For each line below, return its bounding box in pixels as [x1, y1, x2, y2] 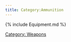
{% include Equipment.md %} [5, 21, 66, 27]
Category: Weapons [5, 31, 46, 37]
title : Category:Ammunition [5, 7, 64, 13]
